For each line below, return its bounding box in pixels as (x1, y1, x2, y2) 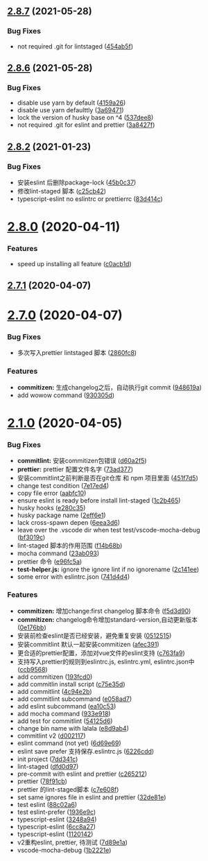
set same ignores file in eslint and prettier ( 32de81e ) (17, 793, 166, 801)
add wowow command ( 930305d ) (17, 391, 115, 399)
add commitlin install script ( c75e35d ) (17, 679, 126, 688)
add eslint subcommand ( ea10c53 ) (17, 702, 116, 710)
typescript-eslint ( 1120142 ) (17, 830, 94, 838)
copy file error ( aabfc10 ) (17, 489, 87, 498)
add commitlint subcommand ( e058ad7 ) (17, 695, 132, 703)
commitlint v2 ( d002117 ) (17, 731, 86, 740)
